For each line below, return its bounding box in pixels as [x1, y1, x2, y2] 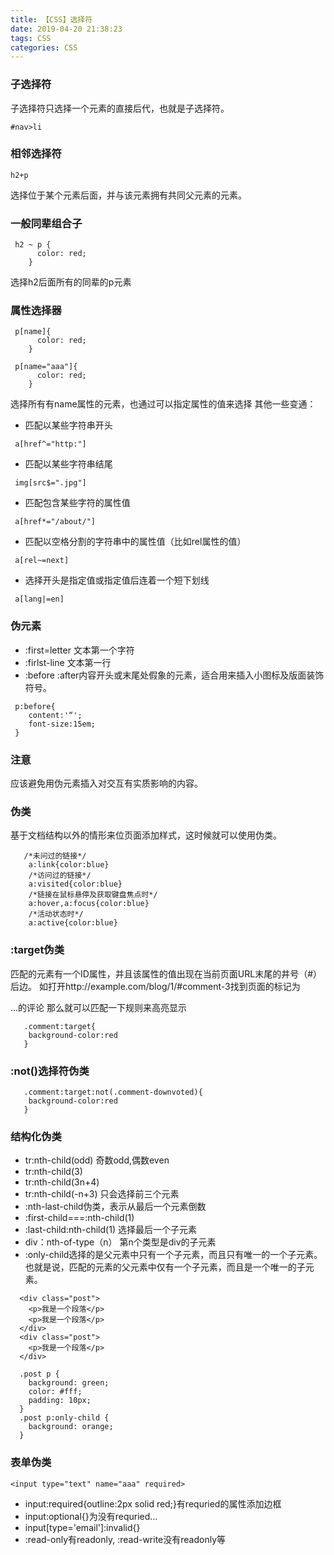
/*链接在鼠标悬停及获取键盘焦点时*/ [28, 890, 158, 900]
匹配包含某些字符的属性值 [24, 497, 131, 509]
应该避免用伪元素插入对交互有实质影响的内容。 [10, 777, 203, 790]
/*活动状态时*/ [28, 909, 84, 920]
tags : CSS [10, 33, 52, 43]
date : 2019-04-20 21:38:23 [10, 24, 123, 34]
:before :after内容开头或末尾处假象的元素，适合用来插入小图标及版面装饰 [24, 669, 325, 681]
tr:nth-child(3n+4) [24, 1176, 100, 1188]
